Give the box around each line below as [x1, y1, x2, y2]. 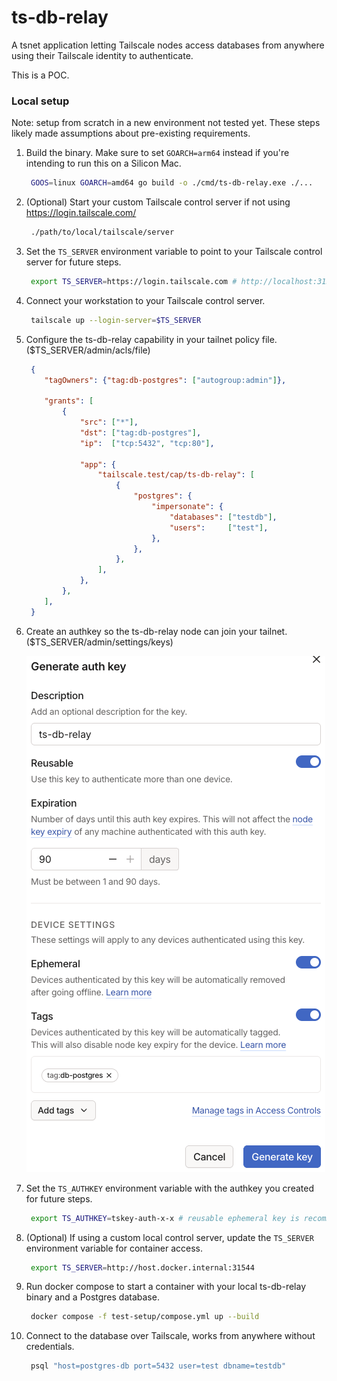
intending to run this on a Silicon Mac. [25, 157, 182, 170]
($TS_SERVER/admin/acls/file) [25, 344, 151, 356]
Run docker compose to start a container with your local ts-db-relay [25, 1281, 306, 1293]
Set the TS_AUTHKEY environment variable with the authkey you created [25, 1182, 314, 1194]
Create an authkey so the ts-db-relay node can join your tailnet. [25, 625, 288, 637]
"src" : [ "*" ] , [79, 417, 139, 428]
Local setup [11, 94, 70, 108]
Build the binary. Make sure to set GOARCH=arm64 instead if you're [25, 147, 290, 159]
